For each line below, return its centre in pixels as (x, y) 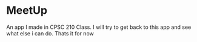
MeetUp (27, 10)
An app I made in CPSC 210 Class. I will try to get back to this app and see (99, 27)
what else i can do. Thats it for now (50, 33)
